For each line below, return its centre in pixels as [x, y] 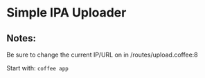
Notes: [21, 38]
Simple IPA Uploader [66, 13]
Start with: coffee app [37, 68]
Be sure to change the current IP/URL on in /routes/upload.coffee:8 [102, 55]
